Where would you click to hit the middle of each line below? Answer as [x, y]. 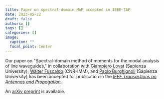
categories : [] [21, 33]
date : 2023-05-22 [23, 14]
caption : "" [22, 42]
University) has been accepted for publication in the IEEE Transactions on [81, 76]
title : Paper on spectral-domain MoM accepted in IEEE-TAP [68, 10]
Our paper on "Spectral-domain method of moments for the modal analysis [82, 60]
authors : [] [17, 24]
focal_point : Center [31, 47]
